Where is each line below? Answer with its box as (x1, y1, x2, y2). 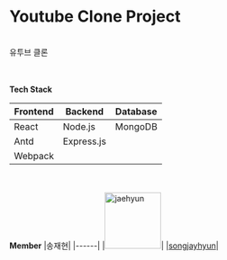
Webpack (14, 149, 54, 162)
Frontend (14, 105, 54, 118)
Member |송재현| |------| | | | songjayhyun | (9, 240, 219, 251)
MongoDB (114, 120, 158, 132)
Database (115, 105, 158, 118)
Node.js (62, 120, 96, 132)
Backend (65, 105, 104, 118)
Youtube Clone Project (9, 6, 181, 27)
